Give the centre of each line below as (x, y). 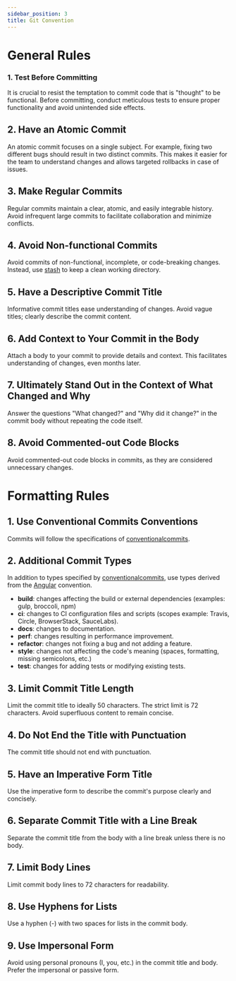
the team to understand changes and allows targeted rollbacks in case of (113, 161)
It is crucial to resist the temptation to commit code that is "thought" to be (114, 92)
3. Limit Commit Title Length (70, 688)
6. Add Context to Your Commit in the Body (103, 339)
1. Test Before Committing (52, 77)
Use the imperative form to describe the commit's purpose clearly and (109, 791)
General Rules (49, 55)
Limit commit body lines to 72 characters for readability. (88, 884)
